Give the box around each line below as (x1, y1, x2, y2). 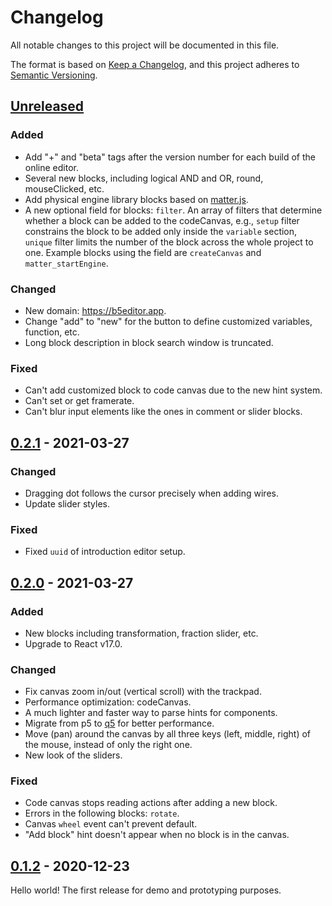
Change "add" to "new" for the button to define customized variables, (24, 315, 313, 327)
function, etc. (24, 326, 80, 338)
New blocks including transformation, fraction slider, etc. (24, 627, 259, 639)
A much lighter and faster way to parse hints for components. (24, 707, 278, 719)
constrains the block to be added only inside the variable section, (24, 225, 298, 237)
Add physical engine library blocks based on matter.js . (24, 193, 249, 205)
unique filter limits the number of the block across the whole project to (24, 236, 314, 248)
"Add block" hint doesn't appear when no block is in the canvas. (24, 829, 290, 841)
